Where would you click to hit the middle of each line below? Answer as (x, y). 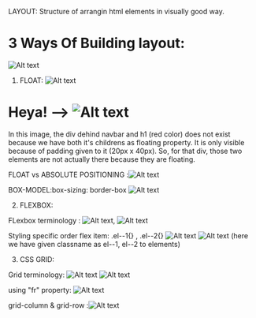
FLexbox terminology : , (62, 220)
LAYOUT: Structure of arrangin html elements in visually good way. (116, 11)
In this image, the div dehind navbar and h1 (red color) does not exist (119, 134)
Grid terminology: (37, 275)
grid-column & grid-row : (48, 305)
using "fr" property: (40, 290)
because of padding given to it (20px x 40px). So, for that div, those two (125, 151)
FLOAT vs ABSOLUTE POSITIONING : (69, 174)
